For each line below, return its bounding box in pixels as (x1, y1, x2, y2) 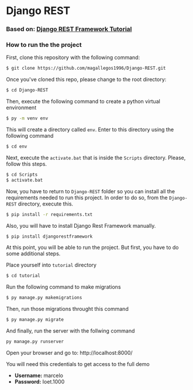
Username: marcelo (14, 372, 63, 379)
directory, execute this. (18, 200, 74, 207)
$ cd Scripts (6, 172, 38, 177)
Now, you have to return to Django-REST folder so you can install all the (6, 187, 175, 194)
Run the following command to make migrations (6, 283, 121, 290)
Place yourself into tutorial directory (6, 262, 96, 269)
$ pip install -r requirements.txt (6, 211, 93, 217)
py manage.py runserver (6, 338, 64, 345)
